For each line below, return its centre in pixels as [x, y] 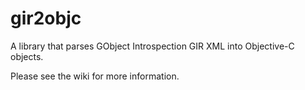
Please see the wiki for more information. [95, 76]
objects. [27, 56]
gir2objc [46, 18]
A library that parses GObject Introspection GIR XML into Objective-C [152, 46]
